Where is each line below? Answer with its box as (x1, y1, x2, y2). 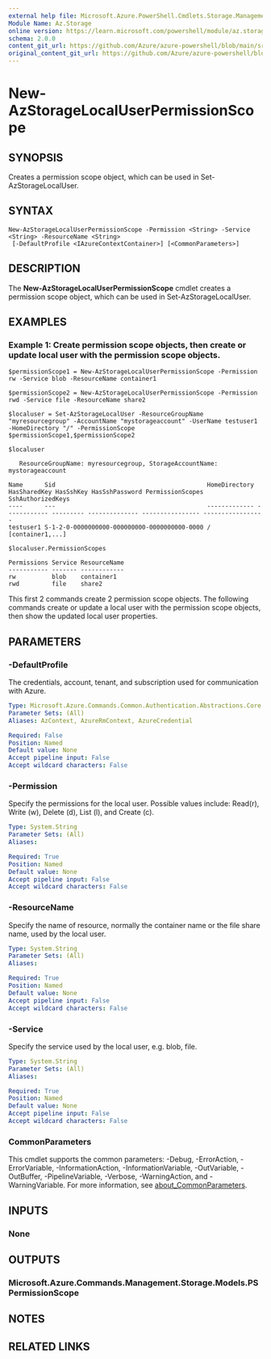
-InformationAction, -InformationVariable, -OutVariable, (56, 1163, 240, 1173)
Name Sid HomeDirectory (8, 481, 254, 489)
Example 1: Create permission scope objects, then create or (8, 339, 247, 350)
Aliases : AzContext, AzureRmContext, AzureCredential (8, 716, 194, 724)
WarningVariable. (8, 1180, 66, 1190)
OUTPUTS (8, 1252, 60, 1266)
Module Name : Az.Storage (8, 19, 92, 27)
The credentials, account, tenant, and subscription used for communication (8, 677, 259, 687)
